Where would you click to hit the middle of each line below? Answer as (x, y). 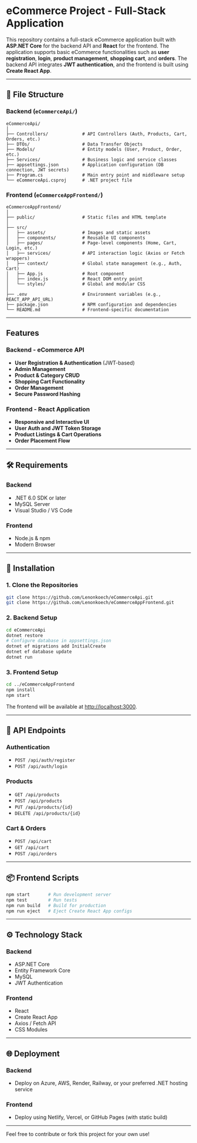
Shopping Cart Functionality (50, 381)
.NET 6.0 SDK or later (40, 498)
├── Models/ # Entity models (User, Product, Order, (94, 149)
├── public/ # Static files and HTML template (86, 217)
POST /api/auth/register (45, 761)
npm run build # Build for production (56, 905)
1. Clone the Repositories (42, 585)
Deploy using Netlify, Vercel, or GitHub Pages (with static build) (91, 1117)
